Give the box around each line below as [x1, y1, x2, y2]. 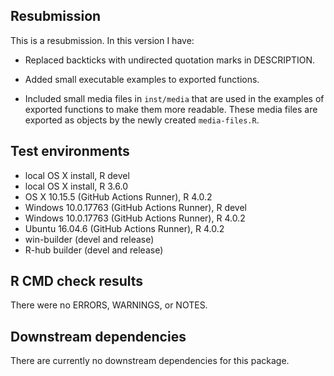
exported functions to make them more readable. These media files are [24, 103, 318, 115]
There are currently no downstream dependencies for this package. [10, 355, 290, 367]
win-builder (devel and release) [24, 233, 155, 245]
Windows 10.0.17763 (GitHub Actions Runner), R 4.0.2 [24, 212, 246, 224]
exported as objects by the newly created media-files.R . [24, 114, 260, 126]
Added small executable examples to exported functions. [24, 73, 260, 85]
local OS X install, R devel [24, 169, 130, 181]
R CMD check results [10, 273, 144, 290]
